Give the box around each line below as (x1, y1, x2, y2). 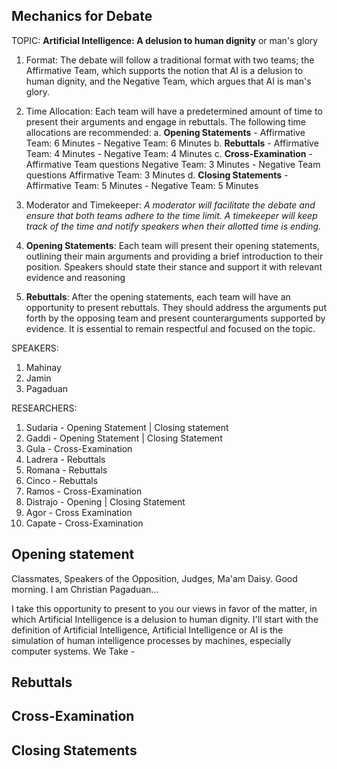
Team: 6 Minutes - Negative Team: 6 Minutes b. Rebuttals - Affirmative (25, 137, 319, 149)
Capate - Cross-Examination (25, 517, 144, 529)
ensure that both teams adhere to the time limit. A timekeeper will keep (25, 209, 318, 221)
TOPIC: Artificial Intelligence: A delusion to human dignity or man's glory (11, 34, 319, 46)
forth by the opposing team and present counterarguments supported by (25, 312, 326, 324)
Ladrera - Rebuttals (25, 453, 106, 465)
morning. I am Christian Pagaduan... (11, 583, 159, 595)
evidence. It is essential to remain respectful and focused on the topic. (25, 322, 316, 334)
